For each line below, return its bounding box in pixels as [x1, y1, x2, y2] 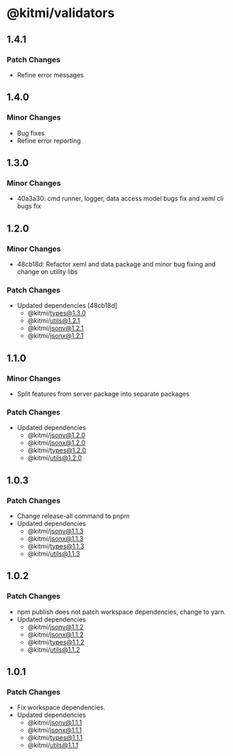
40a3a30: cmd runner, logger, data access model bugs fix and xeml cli [16, 194, 224, 203]
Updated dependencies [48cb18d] [16, 301, 118, 310]
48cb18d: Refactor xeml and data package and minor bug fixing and [16, 259, 216, 268]
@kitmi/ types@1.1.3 [27, 541, 85, 550]
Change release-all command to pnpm [16, 512, 130, 520]
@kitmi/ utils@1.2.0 [27, 453, 82, 463]
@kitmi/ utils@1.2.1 [27, 316, 80, 325]
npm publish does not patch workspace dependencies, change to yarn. [16, 607, 227, 616]
